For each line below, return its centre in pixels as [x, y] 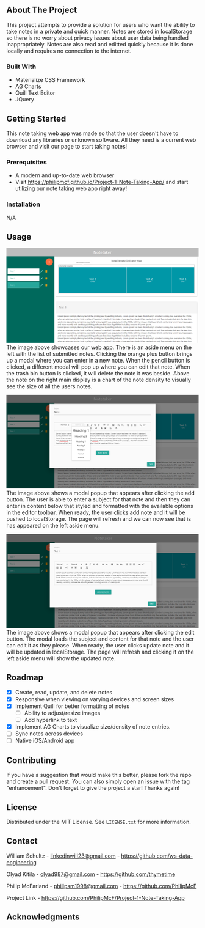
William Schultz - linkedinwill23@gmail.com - [63, 856]
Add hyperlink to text [51, 720]
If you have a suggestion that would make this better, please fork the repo [99, 775]
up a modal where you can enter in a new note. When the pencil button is [98, 360]
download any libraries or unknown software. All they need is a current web [101, 139]
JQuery [25, 100]
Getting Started [36, 119]
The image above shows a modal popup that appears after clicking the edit [100, 633]
